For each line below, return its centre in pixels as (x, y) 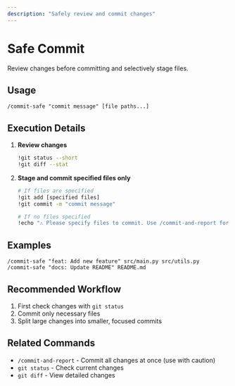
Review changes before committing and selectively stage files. (98, 68)
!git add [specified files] (58, 197)
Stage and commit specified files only (74, 178)
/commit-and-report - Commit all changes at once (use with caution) (116, 360)
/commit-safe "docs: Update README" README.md (77, 268)
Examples (29, 245)
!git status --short (47, 158)
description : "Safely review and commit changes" (82, 14)
